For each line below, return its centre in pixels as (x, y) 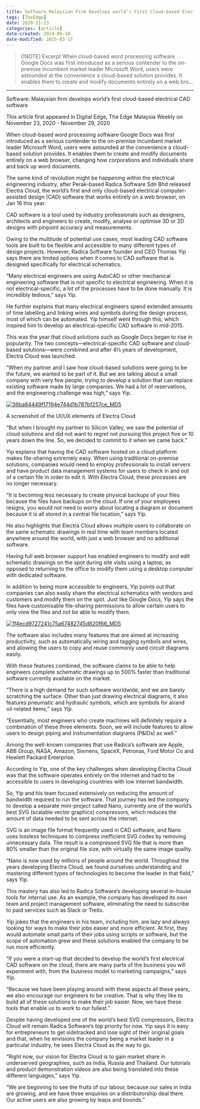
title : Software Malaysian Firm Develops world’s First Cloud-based (93, 12)
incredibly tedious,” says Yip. (42, 295)
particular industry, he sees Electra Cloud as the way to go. (79, 1045)
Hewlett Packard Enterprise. (41, 757)
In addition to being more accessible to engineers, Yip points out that (90, 587)
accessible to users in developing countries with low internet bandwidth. (95, 781)
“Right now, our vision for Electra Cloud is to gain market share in (86, 1057)
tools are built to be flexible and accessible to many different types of (91, 245)
